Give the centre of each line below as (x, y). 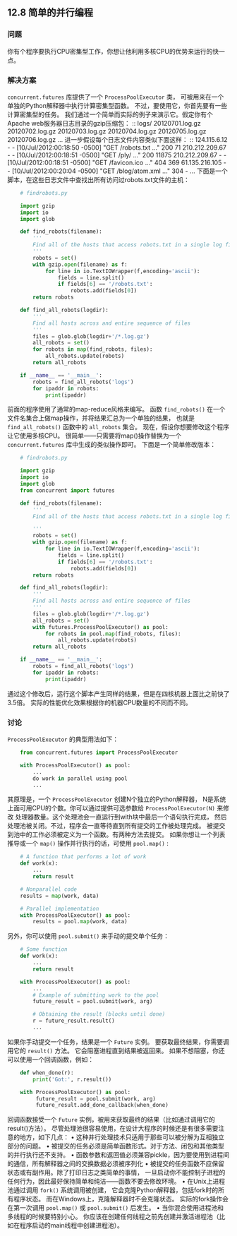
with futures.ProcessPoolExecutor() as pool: (101, 627)
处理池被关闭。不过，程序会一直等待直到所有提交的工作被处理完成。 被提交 (116, 826)
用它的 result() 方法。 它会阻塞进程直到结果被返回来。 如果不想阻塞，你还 (116, 1050)
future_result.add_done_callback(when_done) (102, 1105)
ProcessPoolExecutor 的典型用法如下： (63, 739)
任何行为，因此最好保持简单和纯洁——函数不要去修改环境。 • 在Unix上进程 (116, 1182)
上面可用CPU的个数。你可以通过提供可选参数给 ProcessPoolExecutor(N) (111, 808)
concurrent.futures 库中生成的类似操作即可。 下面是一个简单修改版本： (112, 445)
